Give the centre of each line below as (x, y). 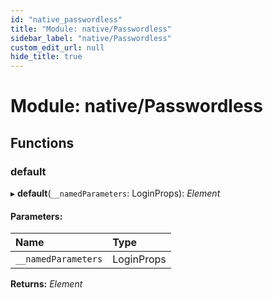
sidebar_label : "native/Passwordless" (91, 38)
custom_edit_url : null (57, 47)
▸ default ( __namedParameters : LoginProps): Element (115, 193)
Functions (42, 142)
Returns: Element (46, 284)
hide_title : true (46, 57)
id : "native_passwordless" (66, 19)
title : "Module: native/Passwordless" (91, 29)
